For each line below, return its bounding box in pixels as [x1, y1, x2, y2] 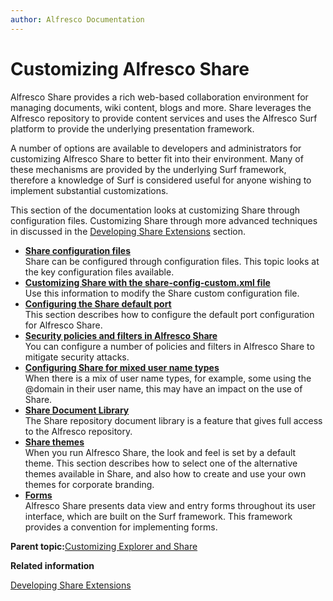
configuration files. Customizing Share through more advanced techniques [10, 214, 318, 226]
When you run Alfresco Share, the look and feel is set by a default [24, 446, 297, 458]
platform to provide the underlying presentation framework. [10, 122, 255, 135]
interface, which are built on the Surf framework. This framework [24, 510, 293, 522]
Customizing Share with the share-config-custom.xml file [24, 276, 271, 288]
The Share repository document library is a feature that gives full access [24, 414, 323, 426]
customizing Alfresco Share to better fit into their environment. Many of [10, 152, 304, 165]
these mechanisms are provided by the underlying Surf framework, [10, 163, 287, 175]
